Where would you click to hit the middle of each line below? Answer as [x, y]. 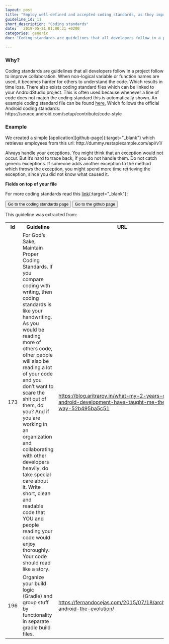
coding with [36, 286]
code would [36, 538]
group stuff [36, 603]
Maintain [33, 248]
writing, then [37, 292]
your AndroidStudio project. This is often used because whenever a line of [82, 92]
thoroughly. [36, 550]
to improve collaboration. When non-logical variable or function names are [82, 77]
